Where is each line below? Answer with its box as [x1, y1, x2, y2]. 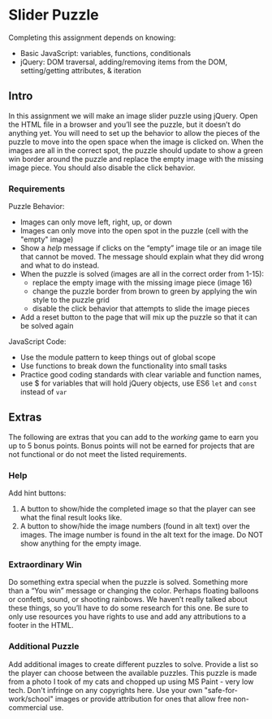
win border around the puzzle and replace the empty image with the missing [8, 154, 264, 163]
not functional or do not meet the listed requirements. [8, 449, 187, 459]
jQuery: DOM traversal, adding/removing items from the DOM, [19, 57, 227, 67]
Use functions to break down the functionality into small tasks [19, 361, 227, 371]
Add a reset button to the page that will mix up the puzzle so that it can [19, 312, 257, 322]
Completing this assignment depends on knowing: [8, 33, 176, 42]
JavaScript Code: [8, 337, 67, 346]
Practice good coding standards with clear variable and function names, [19, 370, 262, 380]
